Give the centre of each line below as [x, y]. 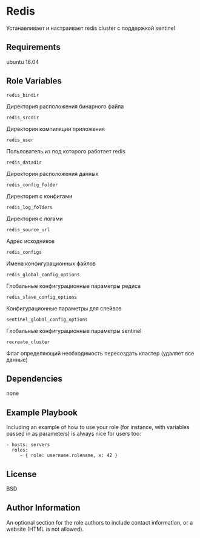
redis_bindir [23, 95]
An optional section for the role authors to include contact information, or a [100, 522]
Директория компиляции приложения [55, 128]
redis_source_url [28, 229]
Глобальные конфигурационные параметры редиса [74, 286]
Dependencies [34, 379]
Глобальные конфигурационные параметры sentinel [74, 330]
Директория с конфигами [39, 196]
